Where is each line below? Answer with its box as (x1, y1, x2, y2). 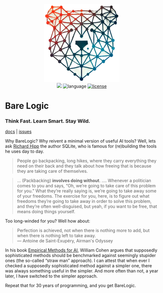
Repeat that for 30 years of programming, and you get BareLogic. (5, 283, 136, 289)
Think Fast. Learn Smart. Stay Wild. (5, 117, 91, 124)
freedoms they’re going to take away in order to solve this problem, (17, 199, 152, 204)
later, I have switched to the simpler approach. (5, 273, 98, 279)
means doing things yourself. (17, 209, 75, 215)
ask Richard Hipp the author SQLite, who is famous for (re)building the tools (5, 143, 157, 149)
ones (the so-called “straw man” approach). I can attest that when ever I (5, 257, 150, 264)
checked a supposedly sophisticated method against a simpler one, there (5, 263, 152, 269)
